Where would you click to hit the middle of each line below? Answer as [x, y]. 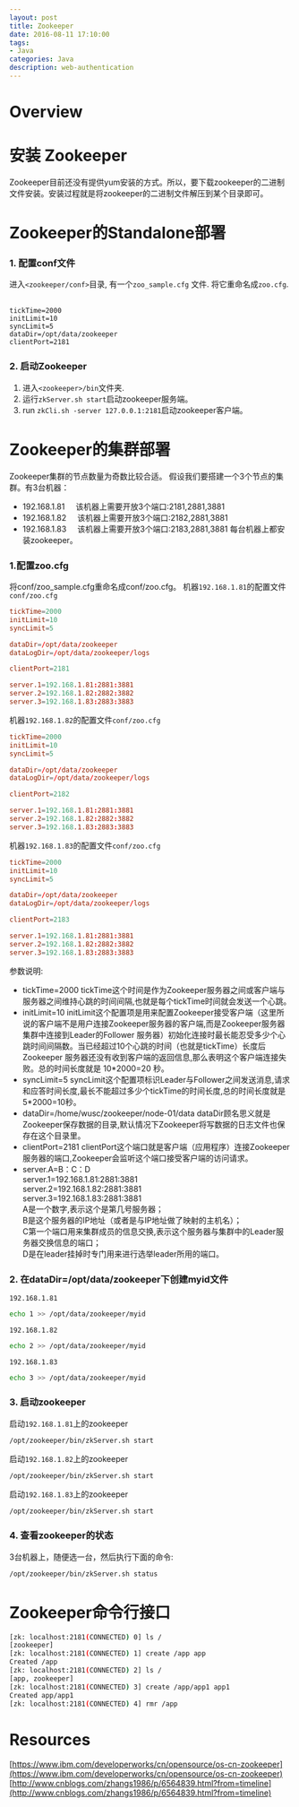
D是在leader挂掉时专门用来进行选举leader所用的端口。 [123, 1254]
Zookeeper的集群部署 [90, 450]
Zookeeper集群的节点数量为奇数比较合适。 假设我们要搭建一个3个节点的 [142, 476]
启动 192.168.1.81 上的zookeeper [68, 1423]
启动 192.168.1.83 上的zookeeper [68, 1494]
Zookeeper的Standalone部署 [118, 233]
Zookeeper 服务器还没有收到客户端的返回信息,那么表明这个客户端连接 [150, 1057]
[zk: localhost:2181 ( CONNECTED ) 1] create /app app [107, 1654]
